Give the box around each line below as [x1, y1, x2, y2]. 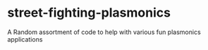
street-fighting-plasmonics [7, 5, 171, 21]
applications [7, 35, 43, 43]
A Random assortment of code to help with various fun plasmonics [7, 28, 201, 36]
